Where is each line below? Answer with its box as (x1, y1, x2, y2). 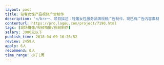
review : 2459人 (5, 39, 35, 44)
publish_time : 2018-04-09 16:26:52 (5, 35, 78, 40)
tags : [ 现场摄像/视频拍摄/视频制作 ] (5, 25, 71, 30)
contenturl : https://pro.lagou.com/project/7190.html (5, 21, 117, 26)
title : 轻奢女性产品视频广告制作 (5, 12, 64, 17)
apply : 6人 (5, 43, 27, 48)
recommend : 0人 (5, 48, 35, 53)
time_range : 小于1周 (5, 52, 45, 58)
